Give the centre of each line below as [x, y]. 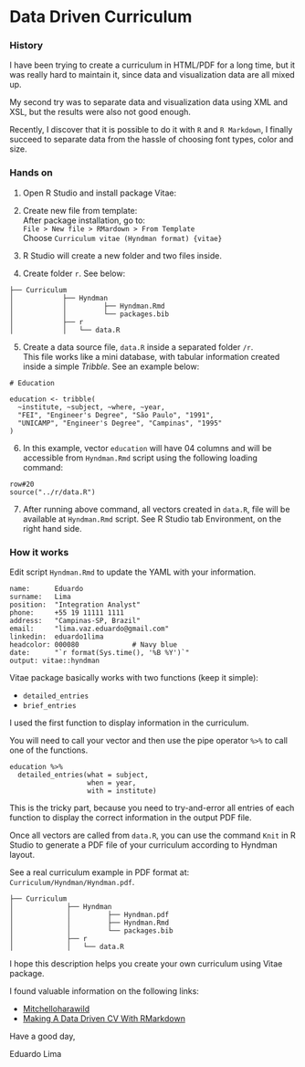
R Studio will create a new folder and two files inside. [122, 255]
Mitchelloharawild [56, 1009]
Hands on [31, 173]
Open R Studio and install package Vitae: [100, 193]
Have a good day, [42, 1036]
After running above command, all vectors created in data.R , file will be [156, 509]
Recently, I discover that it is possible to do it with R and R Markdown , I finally [151, 130]
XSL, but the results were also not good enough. [100, 112]
